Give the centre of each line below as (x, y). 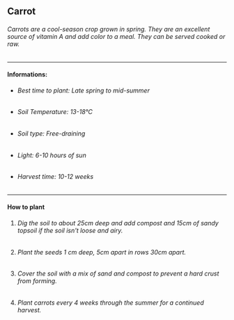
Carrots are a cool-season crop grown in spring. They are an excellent (109, 29)
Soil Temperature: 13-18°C (55, 112)
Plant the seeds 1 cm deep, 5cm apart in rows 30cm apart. (102, 252)
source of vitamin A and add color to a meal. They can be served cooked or (116, 36)
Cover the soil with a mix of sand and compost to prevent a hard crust (118, 273)
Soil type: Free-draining (51, 134)
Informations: (27, 74)
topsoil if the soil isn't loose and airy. (70, 231)
